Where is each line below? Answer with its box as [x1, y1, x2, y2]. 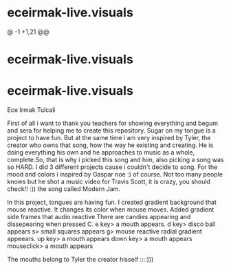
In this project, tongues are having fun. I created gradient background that [7, 198, 217, 207]
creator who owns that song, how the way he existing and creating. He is [7, 141, 214, 149]
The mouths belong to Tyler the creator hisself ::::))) [7, 256, 154, 264]
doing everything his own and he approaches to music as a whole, [7, 148, 195, 157]
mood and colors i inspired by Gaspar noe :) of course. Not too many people [7, 170, 223, 179]
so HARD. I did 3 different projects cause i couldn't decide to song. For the [7, 163, 218, 171]
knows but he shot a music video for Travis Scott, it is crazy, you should [7, 177, 211, 186]
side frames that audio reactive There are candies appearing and [7, 213, 191, 221]
